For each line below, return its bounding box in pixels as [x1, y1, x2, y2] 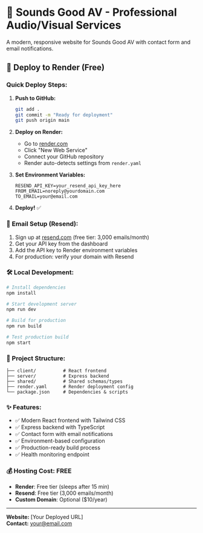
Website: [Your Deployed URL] [6, 513, 83, 520]
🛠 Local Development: [6, 268, 74, 277]
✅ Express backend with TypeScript [14, 424, 105, 431]
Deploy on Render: [14, 129, 63, 136]
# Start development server [6, 301, 77, 307]
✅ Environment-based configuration [14, 437, 105, 444]
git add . [14, 106, 40, 112]
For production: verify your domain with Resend [14, 253, 134, 260]
